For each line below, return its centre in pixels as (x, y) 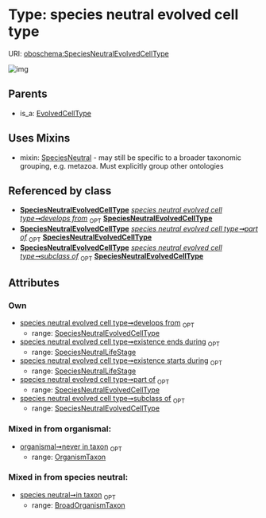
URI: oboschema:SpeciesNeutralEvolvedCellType (89, 53)
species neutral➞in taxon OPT (68, 495)
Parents (28, 94)
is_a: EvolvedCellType (55, 113)
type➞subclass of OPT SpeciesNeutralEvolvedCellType (112, 257)
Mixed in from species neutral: (68, 477)
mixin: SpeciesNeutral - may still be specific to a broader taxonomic (131, 158)
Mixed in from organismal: (60, 429)
